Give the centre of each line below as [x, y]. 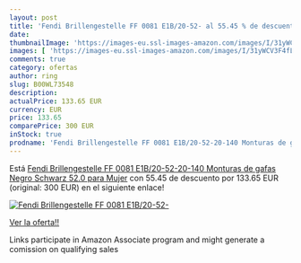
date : [19, 34]
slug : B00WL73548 [42, 84]
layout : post [34, 18]
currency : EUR [36, 110]
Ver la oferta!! [34, 222]
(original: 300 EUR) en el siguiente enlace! [87, 187]
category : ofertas [43, 68]
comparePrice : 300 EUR [52, 127]
